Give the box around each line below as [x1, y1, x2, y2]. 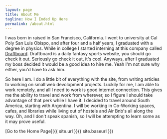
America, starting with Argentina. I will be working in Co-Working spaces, [5, 103, 156, 109]
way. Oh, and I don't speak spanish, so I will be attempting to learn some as [5, 113, 161, 120]
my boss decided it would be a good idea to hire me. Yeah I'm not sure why [5, 61, 160, 67]
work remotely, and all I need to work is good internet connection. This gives [5, 87, 163, 93]
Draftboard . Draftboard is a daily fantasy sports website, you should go [5, 51, 151, 57]
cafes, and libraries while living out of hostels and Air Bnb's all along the [5, 108, 153, 114]
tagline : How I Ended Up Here [5, 16, 68, 21]
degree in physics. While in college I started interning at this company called [5, 45, 162, 51]
